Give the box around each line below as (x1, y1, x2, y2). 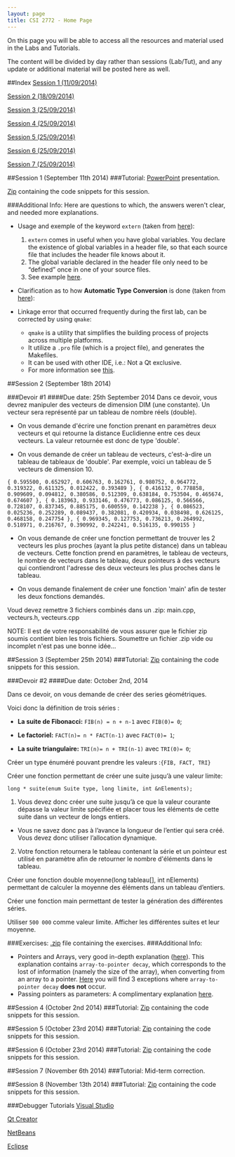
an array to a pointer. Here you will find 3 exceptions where (17, 974, 189, 983)
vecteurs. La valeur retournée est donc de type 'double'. (17, 436, 180, 444)
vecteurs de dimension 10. (17, 465, 93, 473)
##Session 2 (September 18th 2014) (7, 379, 112, 388)
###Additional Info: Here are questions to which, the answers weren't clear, (7, 201, 226, 209)
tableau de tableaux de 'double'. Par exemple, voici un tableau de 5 (17, 457, 212, 465)
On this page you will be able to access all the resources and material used (7, 36, 224, 44)
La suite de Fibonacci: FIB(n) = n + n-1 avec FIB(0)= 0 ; (17, 717, 182, 725)
